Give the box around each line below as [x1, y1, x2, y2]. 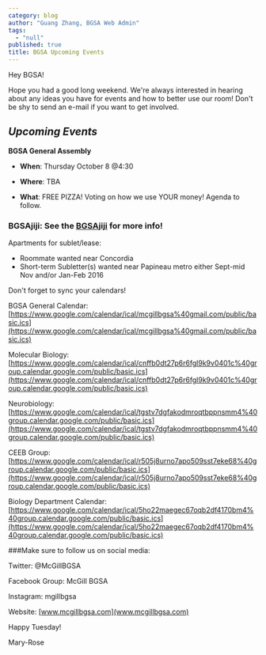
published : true [8, 41, 62, 49]
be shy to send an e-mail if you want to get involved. [8, 102, 180, 112]
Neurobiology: [8, 399, 55, 408]
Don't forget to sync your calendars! [8, 286, 127, 295]
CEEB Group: [8, 448, 51, 457]
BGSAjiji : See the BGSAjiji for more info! [8, 220, 164, 231]
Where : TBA [19, 176, 61, 186]
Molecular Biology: [8, 350, 70, 360]
